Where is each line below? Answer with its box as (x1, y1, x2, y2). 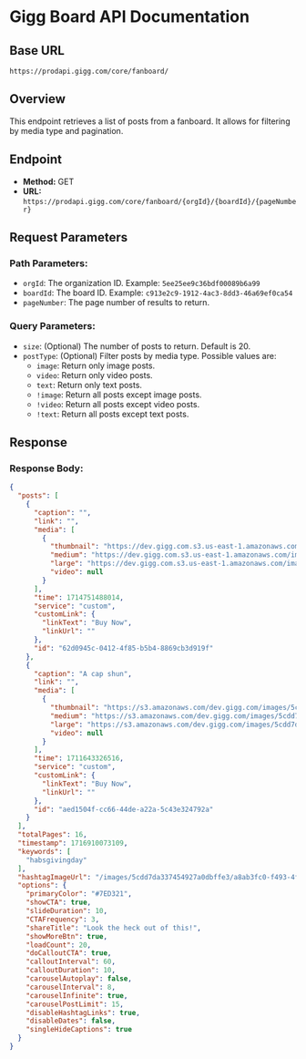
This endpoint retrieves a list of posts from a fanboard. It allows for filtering (9, 116, 291, 127)
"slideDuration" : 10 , (25, 907, 107, 916)
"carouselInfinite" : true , (25, 991, 128, 1000)
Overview (9, 91, 66, 107)
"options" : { (17, 881, 67, 890)
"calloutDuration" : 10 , (25, 966, 117, 975)
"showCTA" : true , (25, 898, 92, 908)
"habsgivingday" (25, 855, 88, 865)
